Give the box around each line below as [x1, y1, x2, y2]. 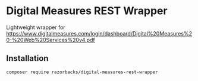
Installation [6, 53, 49, 63]
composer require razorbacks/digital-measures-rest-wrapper [6, 69, 159, 75]
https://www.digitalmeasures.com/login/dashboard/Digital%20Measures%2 [6, 30, 192, 37]
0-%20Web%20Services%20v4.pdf [6, 36, 95, 43]
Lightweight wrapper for [6, 24, 65, 31]
